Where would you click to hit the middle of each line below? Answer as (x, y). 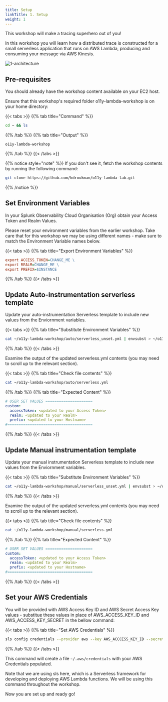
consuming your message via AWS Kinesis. (50, 54)
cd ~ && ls (16, 126)
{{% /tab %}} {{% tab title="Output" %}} (47, 135)
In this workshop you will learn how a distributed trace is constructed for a (82, 43)
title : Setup (19, 10)
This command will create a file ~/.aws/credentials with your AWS (74, 658)
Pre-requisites (28, 79)
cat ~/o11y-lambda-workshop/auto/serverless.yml (57, 383)
